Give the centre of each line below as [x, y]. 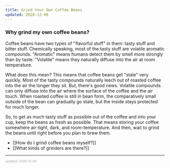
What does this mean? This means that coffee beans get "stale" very [77, 74]
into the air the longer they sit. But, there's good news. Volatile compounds [83, 85]
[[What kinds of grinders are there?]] [51, 148]
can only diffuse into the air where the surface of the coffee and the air [79, 91]
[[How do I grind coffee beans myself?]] [54, 143]
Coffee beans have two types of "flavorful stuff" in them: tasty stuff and [80, 43]
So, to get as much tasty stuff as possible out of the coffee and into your [81, 116]
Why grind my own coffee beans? [47, 32]
